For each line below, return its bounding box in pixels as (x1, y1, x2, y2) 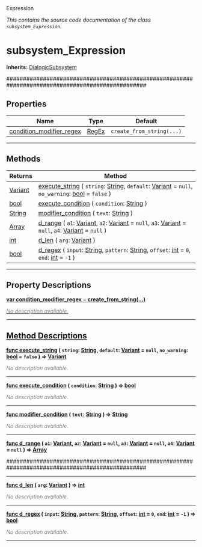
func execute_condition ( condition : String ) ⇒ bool (6, 382, 136, 389)
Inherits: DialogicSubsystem (6, 63, 77, 70)
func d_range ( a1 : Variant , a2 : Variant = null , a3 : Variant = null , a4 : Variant (6, 440, 195, 447)
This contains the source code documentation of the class (6, 16, 151, 23)
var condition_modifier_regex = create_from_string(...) (6, 296, 146, 303)
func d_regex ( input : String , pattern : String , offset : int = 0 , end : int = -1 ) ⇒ (6, 510, 196, 518)
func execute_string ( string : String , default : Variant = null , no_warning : (6, 347, 188, 354)
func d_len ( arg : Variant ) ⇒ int (6, 481, 85, 489)
